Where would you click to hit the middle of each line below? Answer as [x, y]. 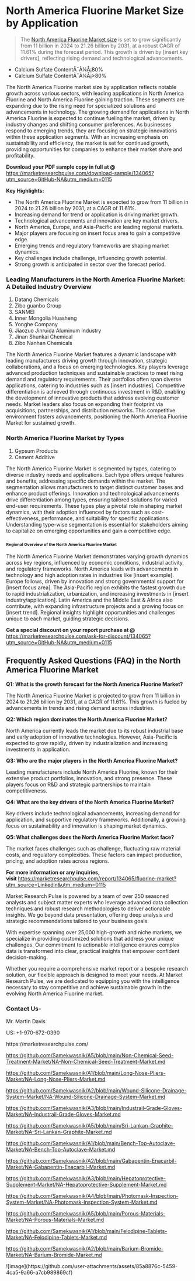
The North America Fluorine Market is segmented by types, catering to [91, 468]
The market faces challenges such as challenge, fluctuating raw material [93, 848]
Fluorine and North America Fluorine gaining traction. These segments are [95, 99]
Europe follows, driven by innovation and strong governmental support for [95, 581]
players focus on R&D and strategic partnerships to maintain [78, 784]
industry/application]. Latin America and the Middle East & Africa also [90, 600]
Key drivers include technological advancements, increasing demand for [93, 813]
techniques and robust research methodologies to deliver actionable [88, 908]
